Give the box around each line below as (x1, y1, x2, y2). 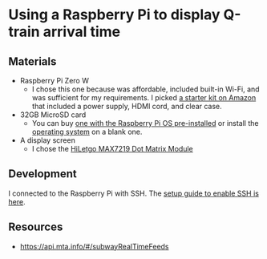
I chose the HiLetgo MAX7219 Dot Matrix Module (31, 144, 194, 153)
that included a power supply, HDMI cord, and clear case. (31, 102, 222, 111)
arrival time (42, 22, 121, 41)
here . (8, 196, 26, 206)
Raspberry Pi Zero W (19, 76, 90, 85)
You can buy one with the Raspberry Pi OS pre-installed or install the (31, 119, 259, 127)
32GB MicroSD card (19, 110, 87, 119)
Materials (8, 55, 57, 68)
